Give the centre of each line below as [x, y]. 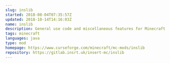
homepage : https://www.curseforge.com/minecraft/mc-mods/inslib [75, 48]
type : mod [16, 43]
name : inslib [19, 24]
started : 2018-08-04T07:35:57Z [39, 15]
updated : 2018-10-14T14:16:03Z [39, 19]
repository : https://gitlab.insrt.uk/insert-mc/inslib [65, 52]
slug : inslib [19, 10]
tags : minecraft [22, 34]
